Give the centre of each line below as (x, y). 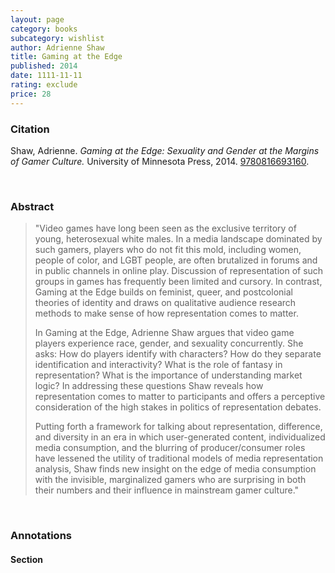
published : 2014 (44, 66)
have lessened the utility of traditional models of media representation (179, 458)
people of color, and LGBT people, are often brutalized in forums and (176, 260)
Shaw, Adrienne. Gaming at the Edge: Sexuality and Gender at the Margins (165, 150)
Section (26, 559)
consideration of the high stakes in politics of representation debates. (178, 407)
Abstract (32, 206)
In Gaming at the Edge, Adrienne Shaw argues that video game (164, 333)
